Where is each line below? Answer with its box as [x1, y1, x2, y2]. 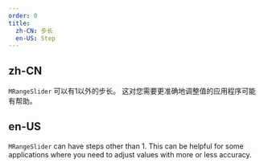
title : [8, 19, 31, 27]
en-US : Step [15, 34, 56, 43]
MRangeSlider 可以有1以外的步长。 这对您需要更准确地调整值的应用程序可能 [8, 86, 256, 96]
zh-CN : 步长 [15, 26, 54, 35]
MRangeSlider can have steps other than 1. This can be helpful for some [8, 141, 244, 151]
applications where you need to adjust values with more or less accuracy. [8, 149, 252, 159]
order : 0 [8, 11, 38, 20]
